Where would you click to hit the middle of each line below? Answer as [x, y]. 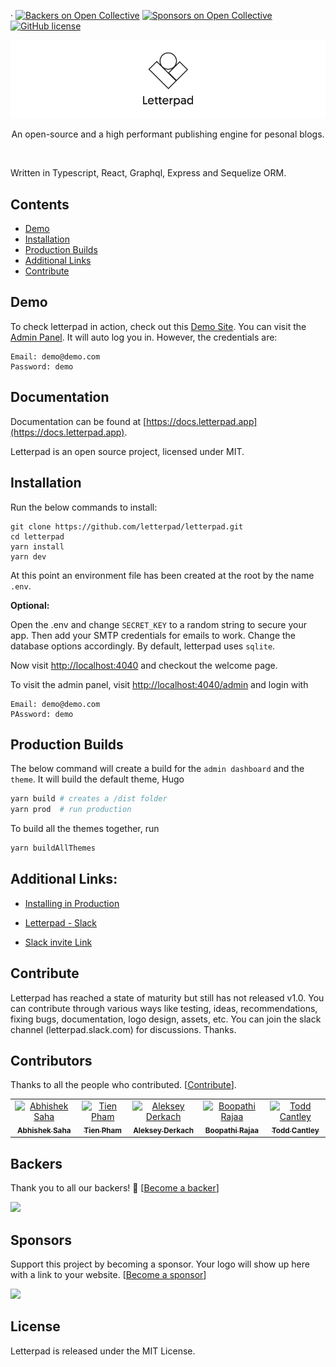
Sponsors [41, 1240]
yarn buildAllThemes [53, 848]
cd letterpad [37, 536]
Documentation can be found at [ [78, 421]
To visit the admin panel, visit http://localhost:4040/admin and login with [159, 684]
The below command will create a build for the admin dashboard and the [157, 769]
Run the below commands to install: [84, 507]
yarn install [37, 546]
